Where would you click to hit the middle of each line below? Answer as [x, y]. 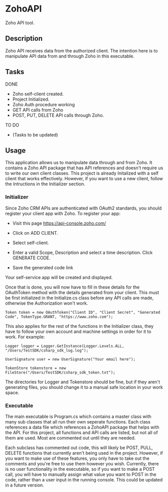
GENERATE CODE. [31, 258]
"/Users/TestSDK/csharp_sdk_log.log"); [47, 350]
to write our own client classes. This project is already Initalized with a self [82, 173]
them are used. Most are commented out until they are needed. [70, 438]
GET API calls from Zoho [38, 110]
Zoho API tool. [20, 23]
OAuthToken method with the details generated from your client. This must [82, 292]
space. [12, 392]
